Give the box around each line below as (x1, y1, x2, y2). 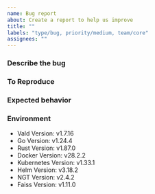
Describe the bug (7, 58, 67, 68)
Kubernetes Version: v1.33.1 (16, 159, 95, 167)
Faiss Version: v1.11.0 (16, 180, 76, 189)
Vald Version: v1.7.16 (16, 129, 74, 138)
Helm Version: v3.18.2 (16, 166, 79, 174)
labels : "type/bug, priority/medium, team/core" (7, 29, 149, 36)
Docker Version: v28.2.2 (16, 151, 86, 160)
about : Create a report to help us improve (7, 17, 134, 23)
